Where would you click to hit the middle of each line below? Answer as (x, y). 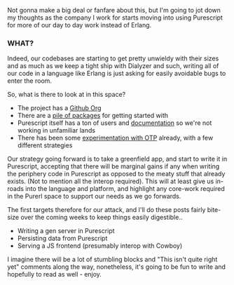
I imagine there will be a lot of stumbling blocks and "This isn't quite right (112, 260)
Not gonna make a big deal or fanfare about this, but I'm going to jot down (114, 10)
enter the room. (30, 81)
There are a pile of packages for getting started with (93, 116)
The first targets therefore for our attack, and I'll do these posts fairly (106, 210)
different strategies (45, 145)
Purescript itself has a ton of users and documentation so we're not (115, 123)
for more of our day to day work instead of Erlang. (80, 25)
